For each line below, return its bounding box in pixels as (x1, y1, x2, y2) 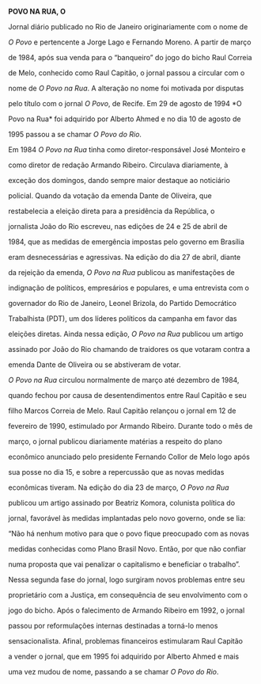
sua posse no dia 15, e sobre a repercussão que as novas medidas (8, 468, 225, 476)
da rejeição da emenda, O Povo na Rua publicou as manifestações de (8, 268, 235, 277)
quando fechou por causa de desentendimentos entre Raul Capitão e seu (8, 391, 247, 399)
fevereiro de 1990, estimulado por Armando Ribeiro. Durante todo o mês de (8, 422, 253, 430)
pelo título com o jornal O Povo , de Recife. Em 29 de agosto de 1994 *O (8, 99, 243, 108)
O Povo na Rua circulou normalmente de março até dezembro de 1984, (8, 376, 240, 384)
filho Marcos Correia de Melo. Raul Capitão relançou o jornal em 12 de (8, 406, 236, 415)
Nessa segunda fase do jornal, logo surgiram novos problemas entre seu (8, 575, 245, 584)
